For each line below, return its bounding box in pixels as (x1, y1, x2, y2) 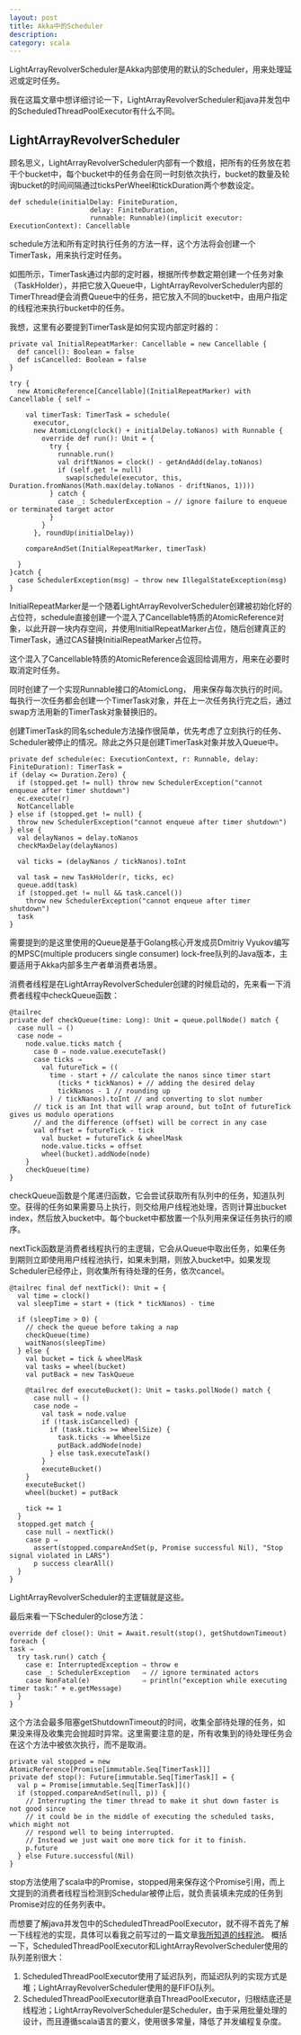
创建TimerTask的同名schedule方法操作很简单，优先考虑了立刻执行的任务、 (9, 725, 287, 736)
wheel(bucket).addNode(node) (41, 1149, 151, 1159)
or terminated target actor (9, 505, 115, 514)
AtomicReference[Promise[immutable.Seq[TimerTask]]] (9, 1765, 211, 1774)
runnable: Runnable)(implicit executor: (89, 213, 243, 223)
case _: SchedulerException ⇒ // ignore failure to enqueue (57, 497, 288, 507)
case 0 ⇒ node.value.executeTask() (32, 1048, 167, 1057)
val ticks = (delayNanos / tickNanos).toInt (17, 857, 187, 867)
